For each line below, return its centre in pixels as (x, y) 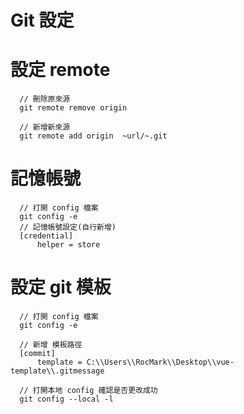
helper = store (68, 245)
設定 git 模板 (61, 287)
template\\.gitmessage (57, 371)
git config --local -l (66, 399)
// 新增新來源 (45, 127)
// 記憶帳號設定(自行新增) (68, 227)
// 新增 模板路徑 (51, 345)
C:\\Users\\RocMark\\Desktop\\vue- (160, 362)
